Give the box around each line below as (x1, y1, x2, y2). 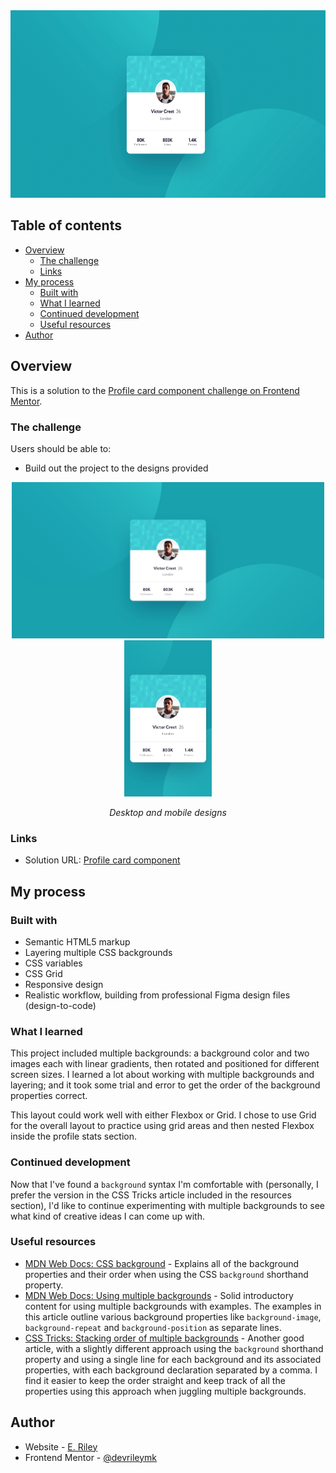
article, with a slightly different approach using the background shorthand (24, 1342, 324, 1354)
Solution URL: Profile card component (24, 854, 181, 866)
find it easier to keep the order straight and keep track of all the (24, 1374, 286, 1386)
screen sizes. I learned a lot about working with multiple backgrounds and (10, 1069, 315, 1081)
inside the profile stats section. (10, 1130, 138, 1143)
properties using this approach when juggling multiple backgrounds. (24, 1385, 307, 1397)
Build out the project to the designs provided (24, 462, 209, 474)
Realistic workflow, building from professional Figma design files (24, 989, 291, 1001)
